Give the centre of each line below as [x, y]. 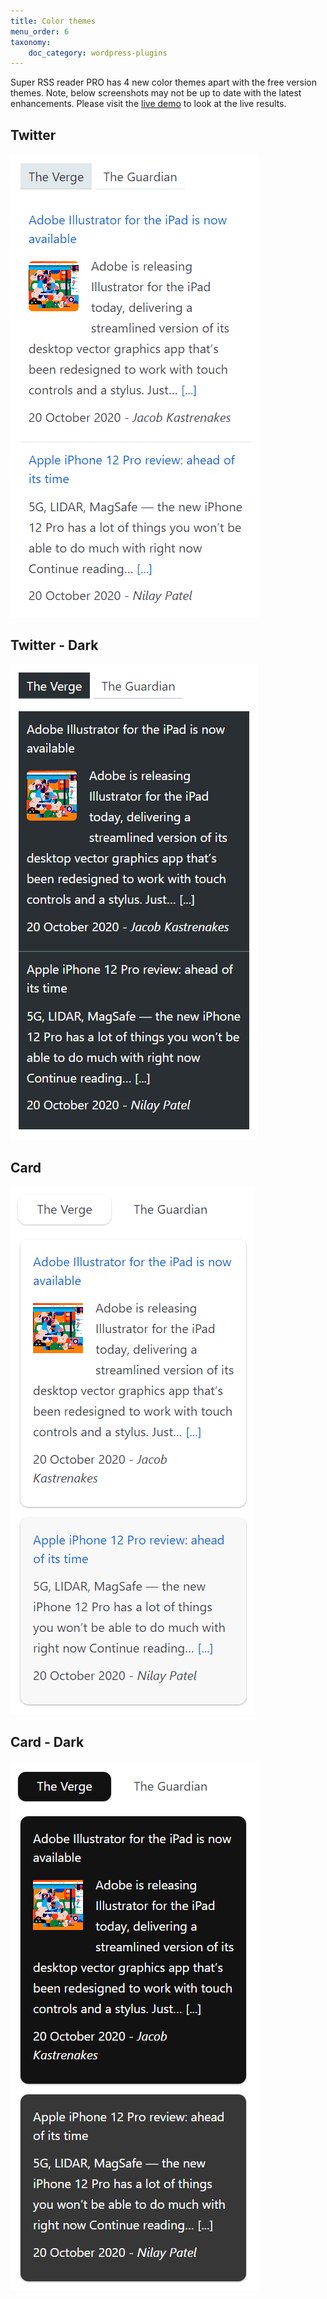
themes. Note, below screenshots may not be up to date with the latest [156, 93]
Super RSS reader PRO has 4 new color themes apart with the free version [164, 82]
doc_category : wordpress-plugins [98, 53]
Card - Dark [47, 1742]
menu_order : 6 [40, 31]
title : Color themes [53, 21]
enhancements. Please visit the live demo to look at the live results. [148, 104]
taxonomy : [31, 42]
